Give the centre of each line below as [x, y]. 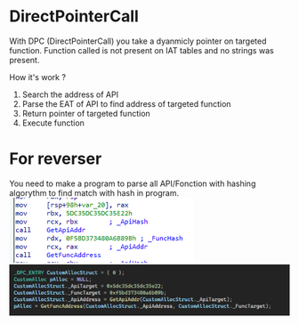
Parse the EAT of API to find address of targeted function [126, 103]
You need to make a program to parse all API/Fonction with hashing [133, 183]
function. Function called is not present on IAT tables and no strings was [141, 50]
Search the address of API [70, 94]
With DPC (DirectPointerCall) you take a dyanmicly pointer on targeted [138, 41]
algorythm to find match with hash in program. [94, 192]
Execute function [53, 123]
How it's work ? [38, 77]
